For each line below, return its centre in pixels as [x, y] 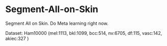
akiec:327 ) [17, 38]
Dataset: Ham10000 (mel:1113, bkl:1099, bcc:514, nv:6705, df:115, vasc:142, [84, 33]
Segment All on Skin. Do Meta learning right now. [57, 23]
